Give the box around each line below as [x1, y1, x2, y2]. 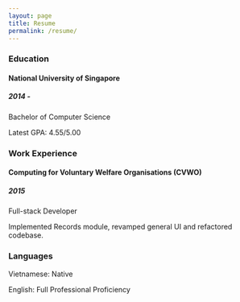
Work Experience [8, 147, 78, 159]
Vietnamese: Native [8, 269, 74, 279]
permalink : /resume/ [8, 27, 78, 35]
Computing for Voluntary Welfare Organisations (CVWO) [8, 168, 203, 177]
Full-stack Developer [8, 206, 78, 216]
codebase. [8, 230, 44, 240]
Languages [8, 250, 54, 262]
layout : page [8, 11, 52, 20]
